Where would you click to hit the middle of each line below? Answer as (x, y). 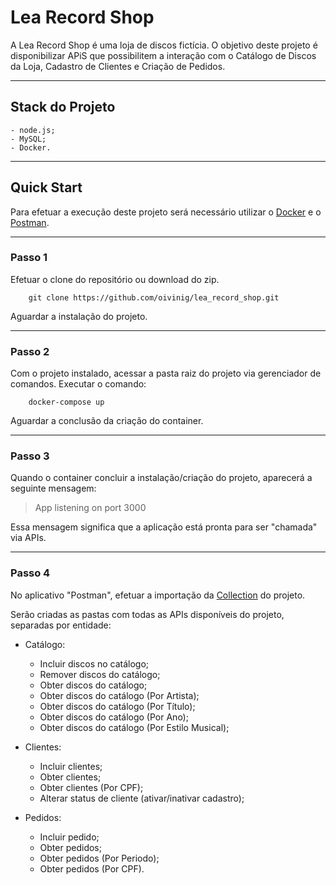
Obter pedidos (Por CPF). (92, 868)
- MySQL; (28, 139)
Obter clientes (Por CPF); (91, 787)
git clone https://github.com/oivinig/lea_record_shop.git (154, 297)
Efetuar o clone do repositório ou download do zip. (115, 279)
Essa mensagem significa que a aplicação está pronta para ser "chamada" (164, 527)
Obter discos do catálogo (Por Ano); (114, 717)
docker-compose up (66, 402)
